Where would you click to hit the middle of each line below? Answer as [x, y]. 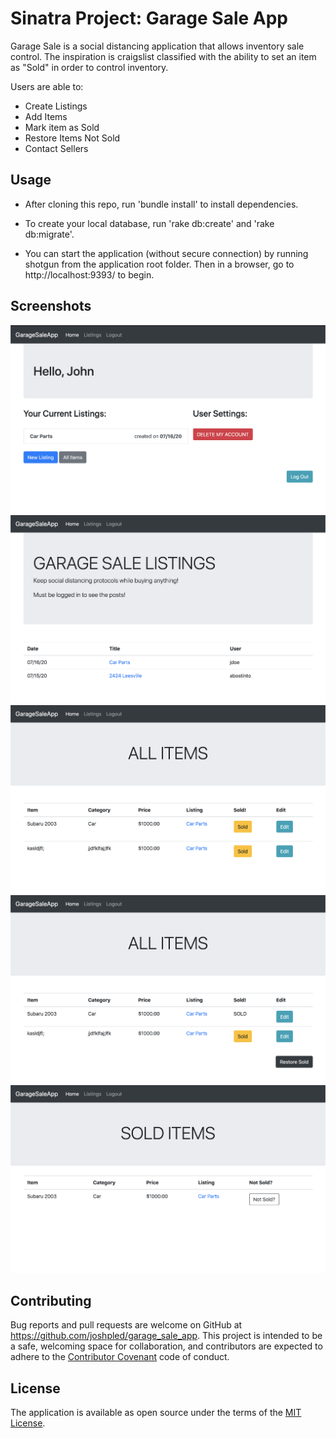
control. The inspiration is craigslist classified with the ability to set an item [163, 56]
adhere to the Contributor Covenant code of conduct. [120, 1357]
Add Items [46, 116]
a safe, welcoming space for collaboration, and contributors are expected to [166, 1346]
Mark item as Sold [62, 127]
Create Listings [56, 106]
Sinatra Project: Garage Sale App [149, 18]
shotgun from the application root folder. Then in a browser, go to [159, 264]
